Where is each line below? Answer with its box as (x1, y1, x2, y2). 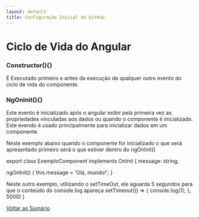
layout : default (6, 8, 46, 15)
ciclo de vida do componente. (6, 81, 79, 88)
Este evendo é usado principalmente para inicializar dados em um (6, 122, 168, 129)
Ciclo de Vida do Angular (6, 40, 132, 54)
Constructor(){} (6, 61, 53, 69)
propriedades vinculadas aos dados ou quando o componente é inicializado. (6, 115, 193, 122)
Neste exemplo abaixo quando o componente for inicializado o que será (6, 140, 182, 147)
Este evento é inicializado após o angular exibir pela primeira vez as (6, 109, 172, 117)
